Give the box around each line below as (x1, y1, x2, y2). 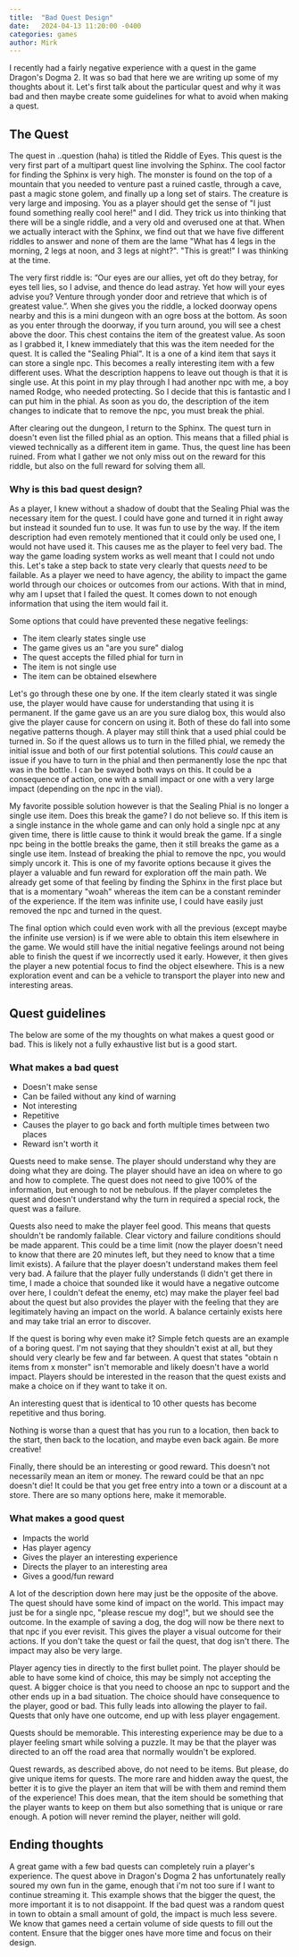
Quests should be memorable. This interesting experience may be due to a (9, 1727, 284, 1738)
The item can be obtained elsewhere (21, 671, 158, 682)
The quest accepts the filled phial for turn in (21, 652, 184, 663)
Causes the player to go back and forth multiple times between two (21, 1119, 270, 1130)
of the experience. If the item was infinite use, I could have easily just (9, 896, 263, 906)
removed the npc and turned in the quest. (9, 906, 162, 916)
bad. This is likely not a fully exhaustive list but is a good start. (9, 1039, 237, 1050)
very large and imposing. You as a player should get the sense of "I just (9, 198, 271, 208)
